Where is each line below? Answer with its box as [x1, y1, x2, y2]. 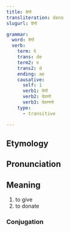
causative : [17, 77, 45, 83]
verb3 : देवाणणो [22, 99, 54, 105]
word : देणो [12, 37, 35, 43]
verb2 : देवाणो [22, 94, 52, 100]
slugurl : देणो [6, 20, 38, 26]
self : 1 [22, 82, 43, 88]
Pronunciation [6, 159, 61, 169]
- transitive [22, 110, 56, 116]
